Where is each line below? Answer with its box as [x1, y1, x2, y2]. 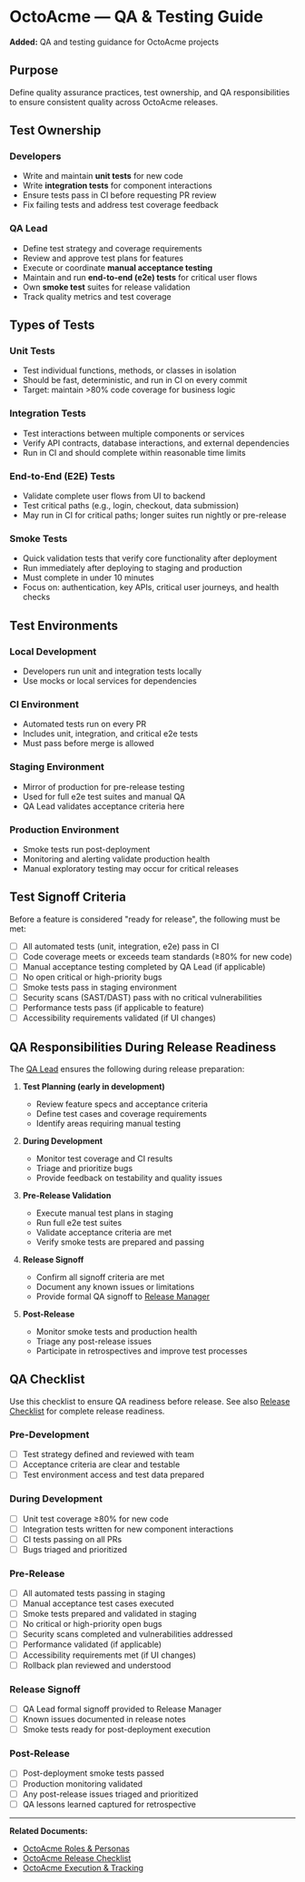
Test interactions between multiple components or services [22, 428, 245, 438]
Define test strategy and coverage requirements [22, 242, 202, 253]
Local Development [9, 645, 97, 657]
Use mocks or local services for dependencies [22, 675, 197, 686]
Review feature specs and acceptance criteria [35, 1099, 209, 1109]
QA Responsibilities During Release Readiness [9, 1040, 277, 1055]
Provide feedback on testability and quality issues [35, 1173, 222, 1184]
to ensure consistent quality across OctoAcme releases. [9, 96, 219, 107]
